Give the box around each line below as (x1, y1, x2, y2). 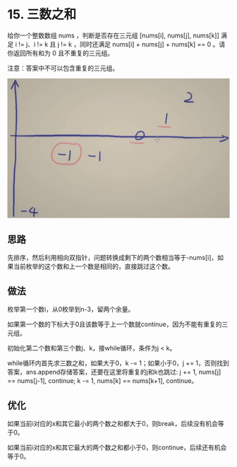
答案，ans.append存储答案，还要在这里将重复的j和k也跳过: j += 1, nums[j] (7, 368, 221, 377)
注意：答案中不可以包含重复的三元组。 (7, 64, 119, 72)
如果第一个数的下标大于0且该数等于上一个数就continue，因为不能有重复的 (7, 320, 222, 329)
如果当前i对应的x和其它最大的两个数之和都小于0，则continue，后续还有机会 (7, 443, 227, 451)
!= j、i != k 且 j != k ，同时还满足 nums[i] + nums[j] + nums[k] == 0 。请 (18, 40, 226, 48)
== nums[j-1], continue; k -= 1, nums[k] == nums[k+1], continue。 (7, 377, 198, 385)
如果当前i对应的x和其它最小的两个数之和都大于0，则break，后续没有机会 (7, 419, 219, 427)
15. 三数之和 (7, 6, 76, 23)
